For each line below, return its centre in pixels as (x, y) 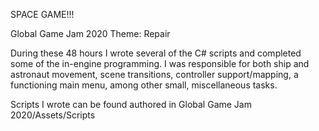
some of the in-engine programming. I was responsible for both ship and (160, 63)
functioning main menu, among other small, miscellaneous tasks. (144, 85)
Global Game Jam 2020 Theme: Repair (90, 33)
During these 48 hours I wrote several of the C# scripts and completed (156, 53)
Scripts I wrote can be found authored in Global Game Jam (131, 104)
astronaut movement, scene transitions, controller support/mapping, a (154, 74)
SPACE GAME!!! (42, 14)
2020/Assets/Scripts (53, 115)
